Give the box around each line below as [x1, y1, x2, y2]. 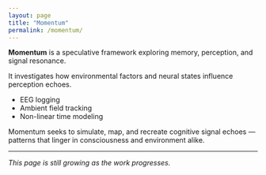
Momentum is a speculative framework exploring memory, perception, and [8, 48, 253, 58]
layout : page [8, 11, 51, 20]
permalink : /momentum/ [8, 26, 83, 34]
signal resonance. [8, 56, 66, 65]
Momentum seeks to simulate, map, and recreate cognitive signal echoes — [8, 127, 256, 136]
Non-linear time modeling [19, 112, 104, 121]
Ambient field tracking [19, 103, 93, 113]
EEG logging [19, 95, 61, 105]
